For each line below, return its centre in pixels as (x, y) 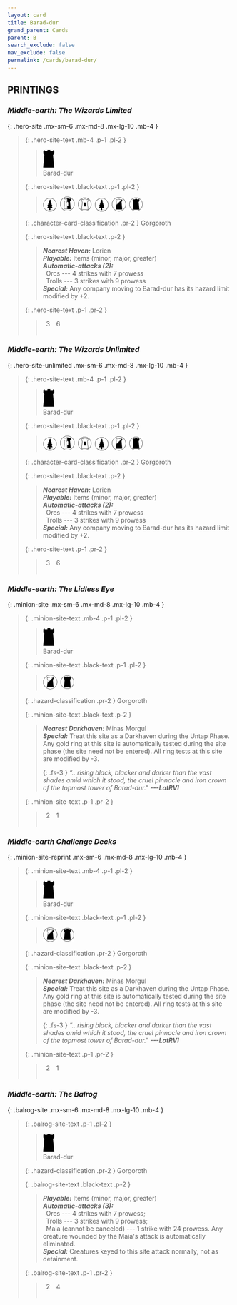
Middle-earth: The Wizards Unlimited (74, 350)
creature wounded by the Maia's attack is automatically (124, 1236)
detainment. (60, 1259)
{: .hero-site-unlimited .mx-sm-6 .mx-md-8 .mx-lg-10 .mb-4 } (98, 365)
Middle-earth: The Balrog (52, 1094)
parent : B (22, 38)
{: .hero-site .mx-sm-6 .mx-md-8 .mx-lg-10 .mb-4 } (83, 126)
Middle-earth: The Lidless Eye (61, 589)
